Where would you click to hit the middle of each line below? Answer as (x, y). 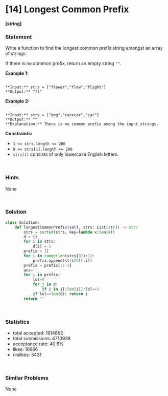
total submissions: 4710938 (42, 338)
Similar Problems (27, 378)
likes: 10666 (25, 349)
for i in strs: (40, 242)
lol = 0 (38, 280)
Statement (19, 37)
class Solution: (22, 222)
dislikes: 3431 (27, 355)
